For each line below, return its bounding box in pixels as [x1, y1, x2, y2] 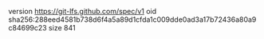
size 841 [48, 23, 76, 32]
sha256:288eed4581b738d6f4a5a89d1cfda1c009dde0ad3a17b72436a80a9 [8, 15, 257, 24]
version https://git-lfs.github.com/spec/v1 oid [8, 7, 157, 16]
